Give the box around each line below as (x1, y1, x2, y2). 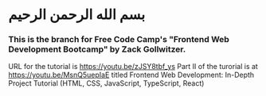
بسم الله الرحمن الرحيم (8, 6, 146, 24)
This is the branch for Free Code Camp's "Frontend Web (8, 34, 229, 45)
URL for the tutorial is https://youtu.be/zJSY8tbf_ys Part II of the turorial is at (8, 62, 259, 71)
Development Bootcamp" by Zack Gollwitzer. (8, 44, 186, 55)
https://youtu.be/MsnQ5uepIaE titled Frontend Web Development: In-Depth (8, 70, 255, 80)
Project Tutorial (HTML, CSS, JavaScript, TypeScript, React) (8, 79, 205, 88)
